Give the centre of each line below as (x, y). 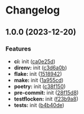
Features (18, 49)
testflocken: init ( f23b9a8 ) (46, 99)
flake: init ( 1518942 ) (38, 73)
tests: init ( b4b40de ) (39, 105)
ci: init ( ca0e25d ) (35, 61)
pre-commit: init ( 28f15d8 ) (46, 92)
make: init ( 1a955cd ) (38, 80)
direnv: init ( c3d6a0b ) (41, 68)
